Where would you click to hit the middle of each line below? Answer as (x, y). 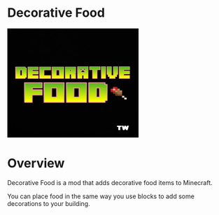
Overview (36, 164)
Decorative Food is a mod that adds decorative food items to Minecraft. (110, 182)
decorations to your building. (49, 203)
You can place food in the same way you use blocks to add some (101, 196)
